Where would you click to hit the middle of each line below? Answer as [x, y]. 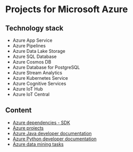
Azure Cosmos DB [32, 62]
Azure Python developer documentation [55, 139]
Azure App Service [32, 40]
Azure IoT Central [31, 94]
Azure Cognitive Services [39, 83]
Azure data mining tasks [38, 144]
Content [19, 110]
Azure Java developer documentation [52, 133]
